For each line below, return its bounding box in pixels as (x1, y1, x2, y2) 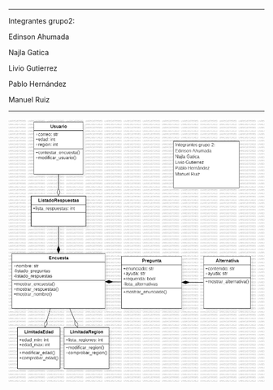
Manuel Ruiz (8, 95, 50, 104)
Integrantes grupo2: (8, 16, 76, 25)
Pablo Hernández (8, 79, 67, 89)
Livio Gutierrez (8, 63, 58, 73)
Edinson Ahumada (8, 32, 70, 41)
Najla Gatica (8, 48, 50, 57)
